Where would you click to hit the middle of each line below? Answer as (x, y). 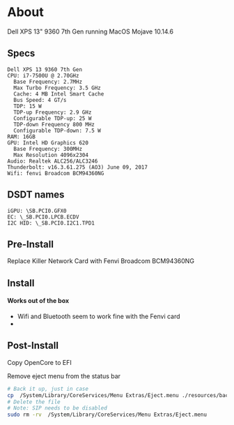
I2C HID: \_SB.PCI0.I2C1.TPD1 (51, 223)
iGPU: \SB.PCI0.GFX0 (37, 211)
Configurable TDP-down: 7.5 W (57, 131)
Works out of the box (38, 301)
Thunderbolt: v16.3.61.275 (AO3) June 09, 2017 (78, 167)
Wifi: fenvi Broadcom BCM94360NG (56, 173)
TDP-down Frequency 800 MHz (54, 124)
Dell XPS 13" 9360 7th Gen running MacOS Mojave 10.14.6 (91, 31)
